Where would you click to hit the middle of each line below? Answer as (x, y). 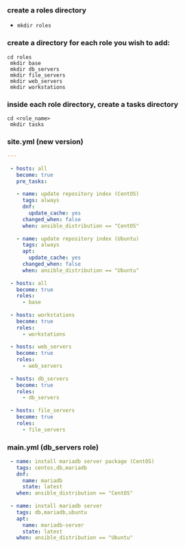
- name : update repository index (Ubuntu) (77, 238)
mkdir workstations (38, 87)
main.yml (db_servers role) (53, 447)
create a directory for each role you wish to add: (88, 43)
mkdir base (25, 63)
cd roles (20, 57)
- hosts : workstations (42, 315)
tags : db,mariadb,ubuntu (52, 512)
